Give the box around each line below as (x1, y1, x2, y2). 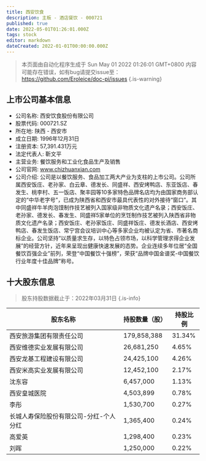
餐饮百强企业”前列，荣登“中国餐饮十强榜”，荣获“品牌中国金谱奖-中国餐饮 (15, 249, 199, 257)
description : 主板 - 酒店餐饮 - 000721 (6, 15, 103, 21)
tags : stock (6, 32, 37, 38)
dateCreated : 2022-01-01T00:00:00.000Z (6, 43, 109, 50)
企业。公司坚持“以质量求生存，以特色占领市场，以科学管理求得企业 (20, 234, 190, 242)
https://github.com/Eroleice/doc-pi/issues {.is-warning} (21, 75, 162, 83)
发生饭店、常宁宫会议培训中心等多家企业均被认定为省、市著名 (36, 227, 193, 234)
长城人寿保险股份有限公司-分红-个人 (9, 411, 116, 420)
